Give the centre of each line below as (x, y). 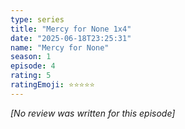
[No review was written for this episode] (93, 113)
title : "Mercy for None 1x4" (71, 29)
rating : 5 (31, 76)
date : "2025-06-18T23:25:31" (71, 38)
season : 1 (31, 57)
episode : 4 (33, 66)
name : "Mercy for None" (60, 47)
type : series (37, 19)
